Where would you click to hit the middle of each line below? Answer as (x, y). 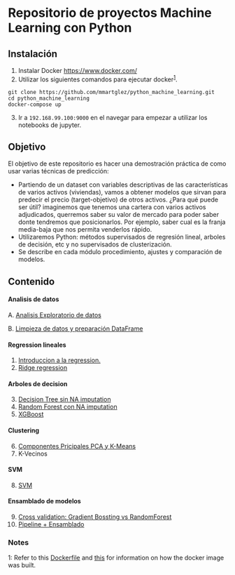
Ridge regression (43, 368)
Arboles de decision (38, 383)
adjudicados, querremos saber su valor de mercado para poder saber (119, 215)
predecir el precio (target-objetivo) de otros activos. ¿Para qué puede (118, 200)
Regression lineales (37, 345)
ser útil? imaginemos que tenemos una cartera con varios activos (112, 207)
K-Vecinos (33, 454)
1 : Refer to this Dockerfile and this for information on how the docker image (116, 558)
